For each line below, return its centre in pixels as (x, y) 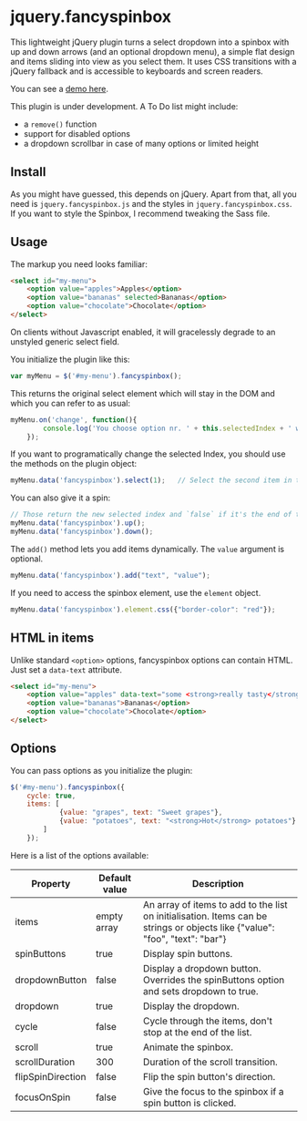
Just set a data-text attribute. (66, 669)
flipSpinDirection (51, 1076)
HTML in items (52, 638)
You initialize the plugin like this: (70, 359)
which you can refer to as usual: (71, 403)
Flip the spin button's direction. (210, 1076)
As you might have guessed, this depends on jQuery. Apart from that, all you (153, 194)
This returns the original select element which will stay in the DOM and (143, 393)
